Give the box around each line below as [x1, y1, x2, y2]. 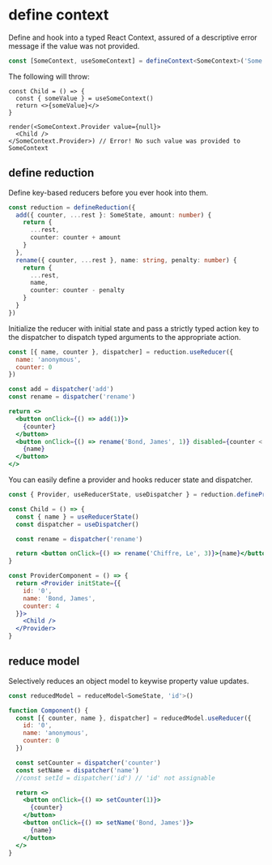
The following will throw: [8, 71, 91, 81]
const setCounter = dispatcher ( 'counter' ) [15, 759, 161, 767]
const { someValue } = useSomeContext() [15, 94, 154, 102]
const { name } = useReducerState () [15, 513, 139, 521]
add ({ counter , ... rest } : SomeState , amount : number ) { [15, 211, 212, 219]
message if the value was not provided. [8, 41, 140, 50]
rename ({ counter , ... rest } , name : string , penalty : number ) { [15, 256, 237, 265]
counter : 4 [23, 602, 60, 610]
